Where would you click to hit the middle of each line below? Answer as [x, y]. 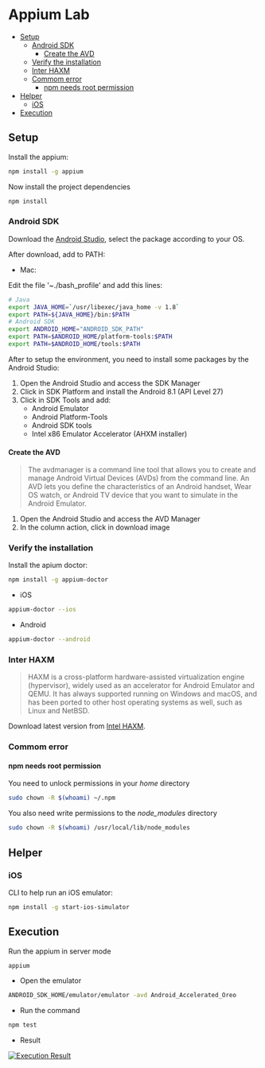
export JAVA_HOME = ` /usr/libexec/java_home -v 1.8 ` [94, 307]
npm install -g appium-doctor [58, 580]
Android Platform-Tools [70, 417]
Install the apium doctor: [48, 565]
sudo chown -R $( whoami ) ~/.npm [62, 798]
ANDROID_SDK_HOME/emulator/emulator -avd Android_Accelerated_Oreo [123, 996]
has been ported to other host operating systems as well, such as [135, 702]
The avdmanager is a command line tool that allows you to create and [142, 470]
